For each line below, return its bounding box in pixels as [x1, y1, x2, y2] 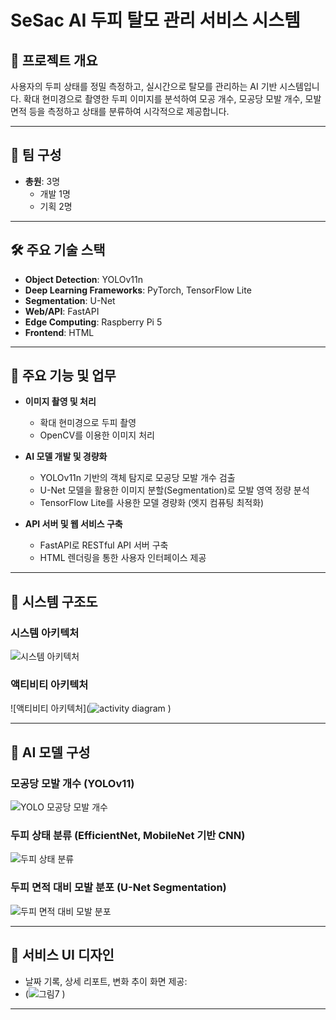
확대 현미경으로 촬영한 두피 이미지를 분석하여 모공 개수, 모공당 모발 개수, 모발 [23, 93, 322, 105]
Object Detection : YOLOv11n [24, 273, 143, 285]
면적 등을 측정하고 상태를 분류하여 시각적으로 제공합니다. [10, 106, 230, 117]
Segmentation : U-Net [24, 294, 116, 306]
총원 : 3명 [24, 175, 61, 187]
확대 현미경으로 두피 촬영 [39, 417, 137, 429]
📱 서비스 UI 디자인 [10, 947, 115, 964]
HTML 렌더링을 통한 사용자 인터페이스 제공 [39, 552, 207, 564]
